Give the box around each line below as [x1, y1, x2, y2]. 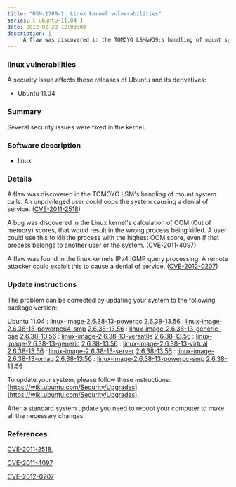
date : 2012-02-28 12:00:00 [7, 23, 86, 30]
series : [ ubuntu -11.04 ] [7, 17, 83, 24]
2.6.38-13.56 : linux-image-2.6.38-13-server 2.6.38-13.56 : [7, 346, 176, 355]
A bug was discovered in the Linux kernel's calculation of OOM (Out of [7, 219, 212, 227]
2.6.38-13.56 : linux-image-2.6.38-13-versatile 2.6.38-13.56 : [20, 331, 195, 340]
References [7, 429, 48, 438]
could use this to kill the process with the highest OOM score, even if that [7, 234, 220, 242]
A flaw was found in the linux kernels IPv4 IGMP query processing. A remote [7, 255, 228, 263]
